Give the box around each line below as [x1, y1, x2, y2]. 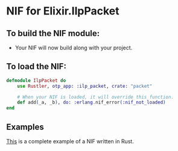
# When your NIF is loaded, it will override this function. [17, 94, 174, 100]
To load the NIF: [6, 61, 66, 72]
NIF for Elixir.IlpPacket [6, 4, 119, 18]
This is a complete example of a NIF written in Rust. [6, 138, 134, 145]
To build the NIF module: [6, 28, 100, 39]
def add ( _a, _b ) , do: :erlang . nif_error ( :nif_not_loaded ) [17, 99, 166, 106]
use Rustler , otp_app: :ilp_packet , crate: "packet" [17, 83, 153, 89]
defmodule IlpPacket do [6, 77, 66, 84]
